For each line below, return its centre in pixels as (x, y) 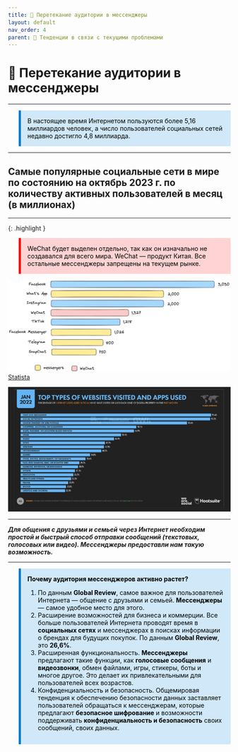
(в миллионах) (42, 205)
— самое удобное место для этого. (91, 607)
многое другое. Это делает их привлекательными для (120, 675)
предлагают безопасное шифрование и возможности (120, 712)
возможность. (31, 552)
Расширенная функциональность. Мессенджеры (113, 652)
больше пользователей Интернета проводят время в (118, 623)
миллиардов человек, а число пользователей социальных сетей (125, 129)
